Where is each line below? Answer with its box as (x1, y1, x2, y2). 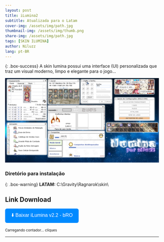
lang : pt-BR (5, 49, 29, 54)
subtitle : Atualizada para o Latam (5, 18, 78, 23)
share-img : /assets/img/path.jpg (5, 34, 73, 39)
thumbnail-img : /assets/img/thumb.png (5, 28, 84, 34)
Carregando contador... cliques (5, 228, 57, 233)
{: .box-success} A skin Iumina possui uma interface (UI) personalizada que (5, 63, 157, 69)
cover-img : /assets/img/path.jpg (5, 23, 73, 28)
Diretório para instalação (5, 170, 65, 177)
